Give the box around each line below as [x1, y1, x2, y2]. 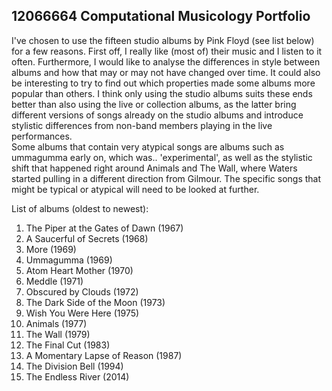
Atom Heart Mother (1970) [25, 264, 134, 276]
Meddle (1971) [25, 275, 84, 287]
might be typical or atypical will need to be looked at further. [11, 183, 260, 195]
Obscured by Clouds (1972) [25, 285, 139, 298]
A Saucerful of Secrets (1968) [25, 232, 149, 244]
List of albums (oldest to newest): [11, 202, 149, 214]
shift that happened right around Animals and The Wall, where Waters [11, 162, 298, 174]
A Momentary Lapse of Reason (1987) [25, 349, 183, 361]
